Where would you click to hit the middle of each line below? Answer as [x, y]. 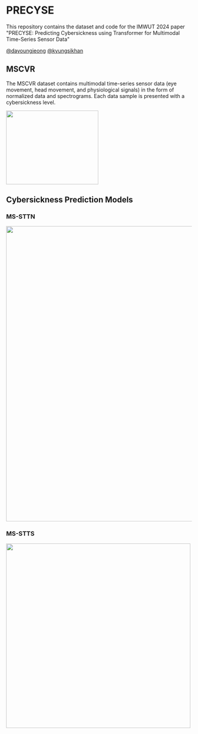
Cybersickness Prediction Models [70, 200]
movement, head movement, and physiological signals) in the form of [90, 90]
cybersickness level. [31, 102]
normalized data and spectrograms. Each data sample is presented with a [95, 96]
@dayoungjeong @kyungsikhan [45, 50]
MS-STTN [21, 217]
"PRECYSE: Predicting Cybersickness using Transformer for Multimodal [93, 32]
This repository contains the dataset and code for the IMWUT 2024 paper [96, 27]
